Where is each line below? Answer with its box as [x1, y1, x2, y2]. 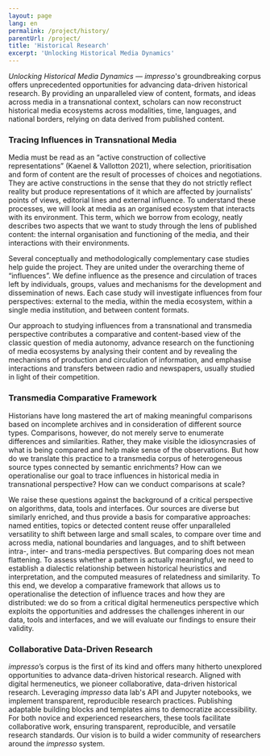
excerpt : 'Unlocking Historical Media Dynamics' [8, 49, 175, 57]
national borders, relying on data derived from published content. [8, 114, 225, 123]
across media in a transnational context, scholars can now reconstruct [8, 98, 242, 106]
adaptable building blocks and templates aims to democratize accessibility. [8, 704, 258, 714]
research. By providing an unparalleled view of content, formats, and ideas [8, 89, 256, 98]
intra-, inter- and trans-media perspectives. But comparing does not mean [8, 546, 255, 556]
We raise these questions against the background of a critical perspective [8, 495, 254, 505]
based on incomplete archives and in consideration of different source [8, 419, 242, 429]
